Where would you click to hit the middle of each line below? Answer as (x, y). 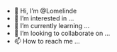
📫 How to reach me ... (47, 41)
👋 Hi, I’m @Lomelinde (45, 11)
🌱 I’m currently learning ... (52, 26)
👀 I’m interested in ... (44, 18)
